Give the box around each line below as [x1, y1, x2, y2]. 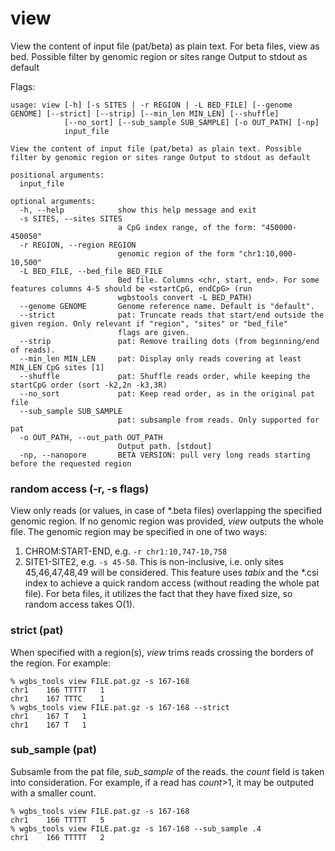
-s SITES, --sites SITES [19, 213, 123, 224]
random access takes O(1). [24, 598, 136, 611]
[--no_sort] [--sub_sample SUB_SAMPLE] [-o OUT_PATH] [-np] [63, 117, 320, 127]
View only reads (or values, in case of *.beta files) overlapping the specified [10, 505, 322, 517]
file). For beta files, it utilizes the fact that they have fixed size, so [24, 588, 293, 600]
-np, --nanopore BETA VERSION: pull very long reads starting [19, 450, 311, 460]
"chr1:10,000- [238, 248, 298, 259]
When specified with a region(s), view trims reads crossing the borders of [10, 646, 314, 658]
